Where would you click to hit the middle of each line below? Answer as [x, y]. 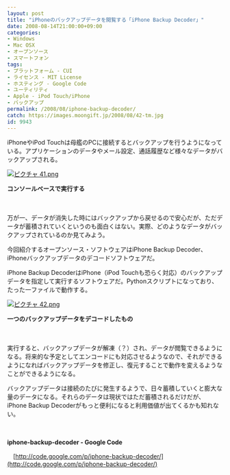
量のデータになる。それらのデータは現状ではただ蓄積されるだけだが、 [106, 397]
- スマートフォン [28, 58]
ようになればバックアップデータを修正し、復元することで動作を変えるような [115, 365]
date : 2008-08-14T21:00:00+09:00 [55, 26]
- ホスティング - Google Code [47, 84]
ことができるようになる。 [43, 374]
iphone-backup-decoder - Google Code [65, 442]
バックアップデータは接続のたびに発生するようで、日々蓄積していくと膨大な [115, 388]
